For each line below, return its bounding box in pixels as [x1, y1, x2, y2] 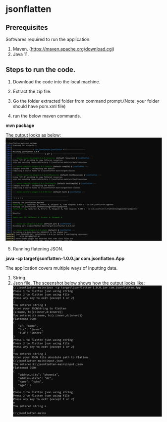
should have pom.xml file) [12, 103, 66, 109]
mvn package [5, 122, 34, 128]
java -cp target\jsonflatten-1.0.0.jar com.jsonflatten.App [5, 255, 125, 261]
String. [12, 274, 27, 281]
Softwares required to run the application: [5, 36, 91, 42]
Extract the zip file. [12, 88, 52, 94]
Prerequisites [5, 23, 48, 32]
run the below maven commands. [12, 113, 81, 119]
